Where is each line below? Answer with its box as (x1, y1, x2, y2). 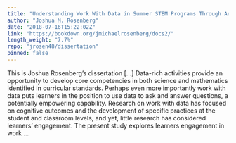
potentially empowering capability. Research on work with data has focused (7, 99, 227, 107)
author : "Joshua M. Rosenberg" (7, 17, 99, 24)
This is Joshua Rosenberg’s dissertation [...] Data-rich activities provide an (7, 68, 223, 77)
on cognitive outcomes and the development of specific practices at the (7, 106, 216, 115)
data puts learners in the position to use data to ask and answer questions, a (7, 91, 228, 99)
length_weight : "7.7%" (7, 37, 74, 44)
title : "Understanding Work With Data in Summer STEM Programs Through (7, 10, 221, 18)
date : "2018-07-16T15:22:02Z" (7, 23, 96, 30)
